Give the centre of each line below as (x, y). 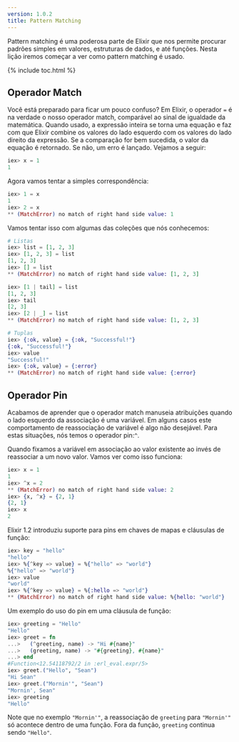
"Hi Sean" (22, 677)
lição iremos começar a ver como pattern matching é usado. (96, 56)
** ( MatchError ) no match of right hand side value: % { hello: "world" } (116, 598)
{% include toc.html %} (42, 70)
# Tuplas (20, 333)
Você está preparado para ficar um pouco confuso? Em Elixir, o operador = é (120, 110)
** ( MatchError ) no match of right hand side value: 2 (91, 490)
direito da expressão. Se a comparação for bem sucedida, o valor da (108, 140)
